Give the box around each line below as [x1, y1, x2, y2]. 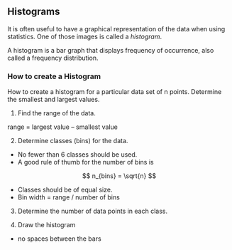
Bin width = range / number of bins [17, 193, 121, 202]
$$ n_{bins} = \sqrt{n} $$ [82, 172, 157, 180]
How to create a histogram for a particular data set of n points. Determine [7, 88, 222, 96]
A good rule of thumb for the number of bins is [17, 158, 154, 167]
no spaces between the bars [17, 234, 101, 243]
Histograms [7, 6, 60, 18]
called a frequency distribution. [7, 53, 99, 62]
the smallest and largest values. [7, 95, 100, 104]
